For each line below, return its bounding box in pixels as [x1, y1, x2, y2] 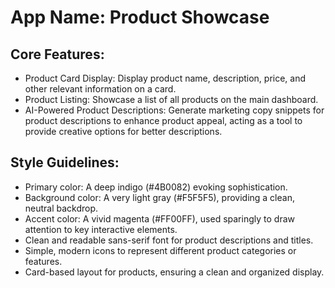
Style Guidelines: [10, 154, 120, 171]
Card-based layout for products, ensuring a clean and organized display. [24, 266, 325, 278]
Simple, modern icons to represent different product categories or [24, 244, 297, 256]
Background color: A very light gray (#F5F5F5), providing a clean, [24, 191, 295, 203]
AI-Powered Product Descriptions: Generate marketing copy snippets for [24, 104, 325, 116]
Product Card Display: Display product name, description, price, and [24, 72, 307, 84]
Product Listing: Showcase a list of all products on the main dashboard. [24, 94, 319, 105]
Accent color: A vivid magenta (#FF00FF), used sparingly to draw [24, 212, 295, 225]
